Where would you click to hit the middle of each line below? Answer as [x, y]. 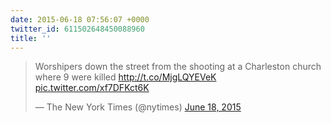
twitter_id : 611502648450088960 [77, 29]
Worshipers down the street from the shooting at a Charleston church [178, 67]
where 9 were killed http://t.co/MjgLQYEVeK [125, 77]
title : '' [31, 38]
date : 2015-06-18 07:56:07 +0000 [80, 19]
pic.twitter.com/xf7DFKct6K [92, 88]
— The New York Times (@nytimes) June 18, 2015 [138, 107]
